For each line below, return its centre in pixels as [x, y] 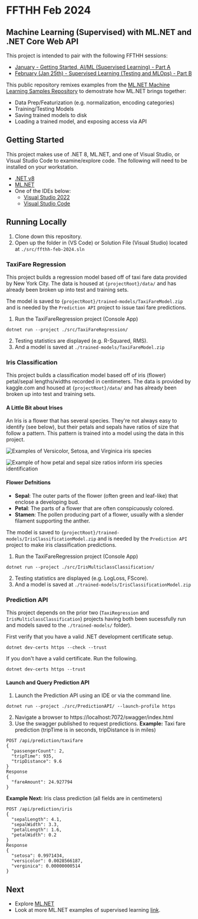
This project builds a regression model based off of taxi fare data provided [97, 277]
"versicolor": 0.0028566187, [47, 861]
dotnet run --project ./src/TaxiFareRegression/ [67, 330]
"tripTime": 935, [33, 756]
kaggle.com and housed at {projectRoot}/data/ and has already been [92, 388]
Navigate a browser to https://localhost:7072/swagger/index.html [94, 717]
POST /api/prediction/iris [39, 809]
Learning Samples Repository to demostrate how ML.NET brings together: [96, 91]
